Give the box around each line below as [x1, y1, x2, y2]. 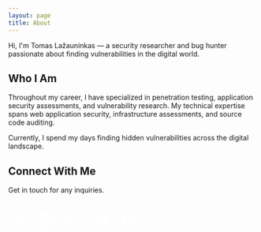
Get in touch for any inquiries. [8, 185, 105, 195]
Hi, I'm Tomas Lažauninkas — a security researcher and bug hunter [8, 40, 227, 50]
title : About [8, 19, 51, 27]
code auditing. [8, 118, 55, 127]
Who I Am [8, 72, 58, 85]
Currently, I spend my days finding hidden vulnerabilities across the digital [8, 133, 249, 143]
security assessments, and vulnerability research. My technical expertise [8, 101, 246, 110]
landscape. [8, 141, 45, 151]
